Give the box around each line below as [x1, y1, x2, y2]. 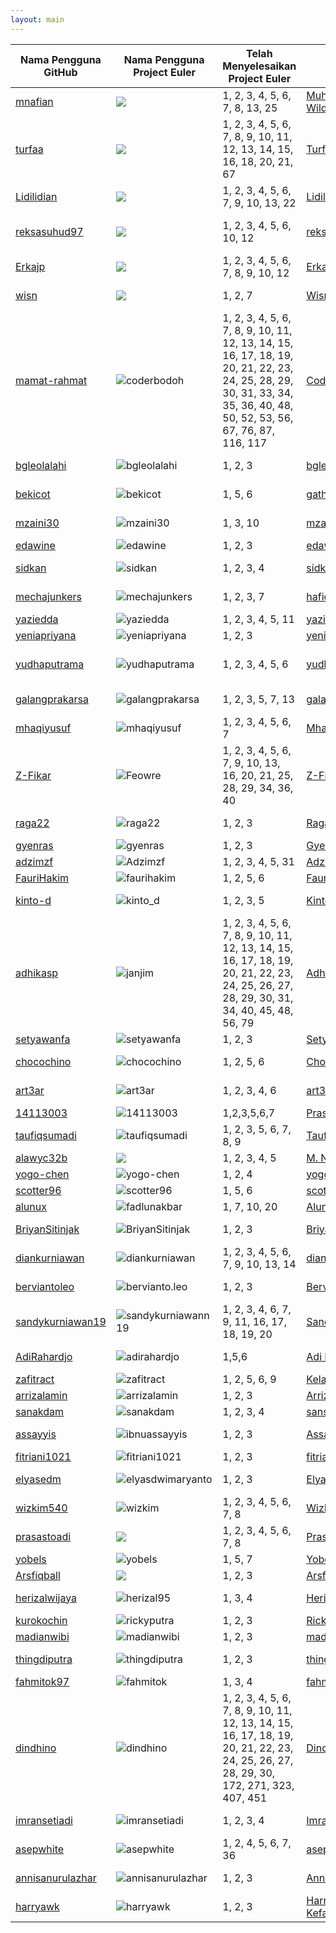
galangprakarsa [15, 692, 89, 706]
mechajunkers [15, 589, 82, 603]
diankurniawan [15, 1251, 85, 1265]
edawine [15, 538, 56, 552]
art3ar [15, 1083, 45, 1097]
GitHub [43, 65, 78, 79]
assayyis [15, 1427, 57, 1441]
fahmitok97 [15, 1674, 70, 1688]
